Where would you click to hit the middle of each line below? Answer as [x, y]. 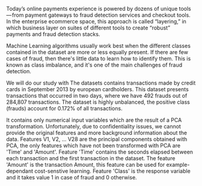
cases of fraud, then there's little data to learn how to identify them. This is [99, 58]
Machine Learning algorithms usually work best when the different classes [99, 46]
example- [178, 165]
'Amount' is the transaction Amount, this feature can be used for [86, 165]
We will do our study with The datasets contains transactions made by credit [101, 83]
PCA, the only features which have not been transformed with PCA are [93, 145]
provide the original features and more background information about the [97, 133]
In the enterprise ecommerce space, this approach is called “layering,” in [96, 21]
